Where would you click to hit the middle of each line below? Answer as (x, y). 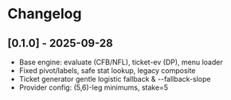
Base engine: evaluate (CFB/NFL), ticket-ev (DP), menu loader (121, 62)
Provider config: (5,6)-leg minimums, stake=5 (94, 87)
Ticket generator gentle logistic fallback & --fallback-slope (115, 79)
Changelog (45, 14)
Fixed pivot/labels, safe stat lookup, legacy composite (107, 71)
